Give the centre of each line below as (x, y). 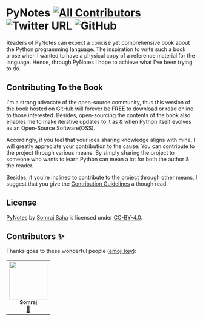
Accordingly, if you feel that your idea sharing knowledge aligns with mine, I (101, 140)
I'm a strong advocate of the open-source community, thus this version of (98, 102)
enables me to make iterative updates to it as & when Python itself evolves (99, 121)
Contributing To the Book (55, 88)
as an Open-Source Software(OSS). (51, 128)
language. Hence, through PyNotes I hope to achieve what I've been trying (99, 62)
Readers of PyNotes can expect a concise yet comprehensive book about (98, 42)
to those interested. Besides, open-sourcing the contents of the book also (98, 115)
